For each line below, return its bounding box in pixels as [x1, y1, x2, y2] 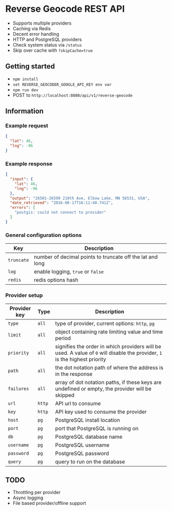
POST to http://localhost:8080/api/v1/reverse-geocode [12, 92, 133, 98]
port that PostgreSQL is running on [55, 425, 139, 432]
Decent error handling [12, 31, 59, 37]
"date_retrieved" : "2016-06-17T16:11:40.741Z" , [10, 200, 114, 205]
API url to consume [55, 400, 101, 407]
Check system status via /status [12, 41, 82, 48]
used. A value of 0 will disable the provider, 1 [55, 349, 162, 356]
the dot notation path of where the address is [55, 364, 164, 371]
